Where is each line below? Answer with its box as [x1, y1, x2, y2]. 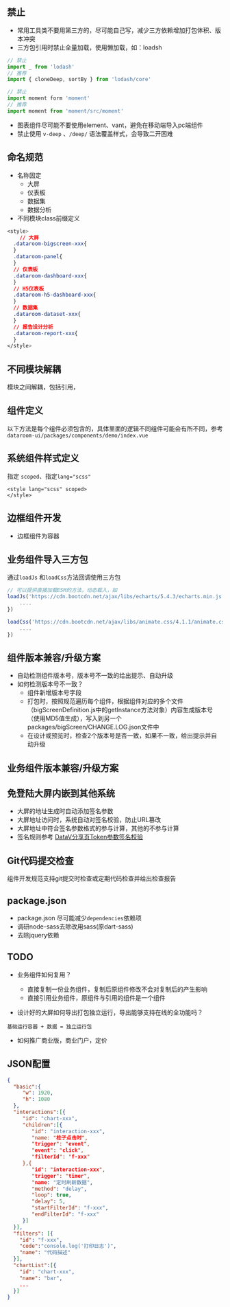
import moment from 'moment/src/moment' [7, 107, 125, 115]
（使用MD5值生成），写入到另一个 [27, 714, 122, 723]
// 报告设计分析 [13, 323, 53, 330]
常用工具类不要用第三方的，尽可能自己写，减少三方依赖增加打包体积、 [16, 26, 216, 34]
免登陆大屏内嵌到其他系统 [7, 788, 115, 799]
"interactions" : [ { [13, 1109, 66, 1116]
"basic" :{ [13, 1083, 41, 1090]
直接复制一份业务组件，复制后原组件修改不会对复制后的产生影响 [27, 985, 207, 993]
